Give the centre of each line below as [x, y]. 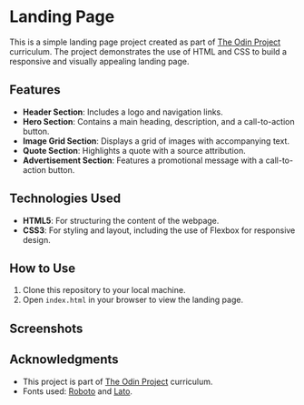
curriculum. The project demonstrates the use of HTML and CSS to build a [148, 51]
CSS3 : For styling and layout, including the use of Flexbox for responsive [159, 230]
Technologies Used [65, 199]
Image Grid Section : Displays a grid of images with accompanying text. [156, 141]
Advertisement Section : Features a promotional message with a [143, 160]
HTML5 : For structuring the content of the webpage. [121, 220]
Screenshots [46, 328]
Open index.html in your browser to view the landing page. [132, 300]
